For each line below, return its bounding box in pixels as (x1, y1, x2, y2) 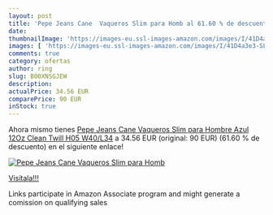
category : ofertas (8, 58, 71, 66)
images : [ (8, 42, 42, 50)
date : (8, 27, 27, 35)
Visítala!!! (8, 174, 39, 183)
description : (8, 80, 53, 88)
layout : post (8, 11, 53, 20)
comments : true (8, 49, 60, 58)
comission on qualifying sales (8, 198, 108, 208)
